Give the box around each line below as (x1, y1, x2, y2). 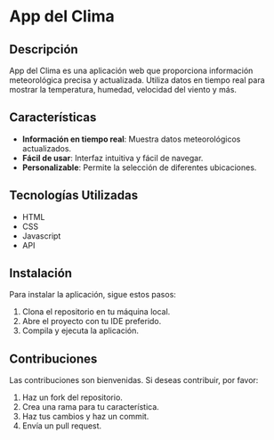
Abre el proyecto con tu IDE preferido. (21, 316, 162, 327)
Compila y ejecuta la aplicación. (21, 325, 140, 336)
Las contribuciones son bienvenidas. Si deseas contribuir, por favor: (9, 375, 259, 386)
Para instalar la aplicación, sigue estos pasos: (9, 289, 176, 300)
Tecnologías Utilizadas (9, 188, 139, 203)
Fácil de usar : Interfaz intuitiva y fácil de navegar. (21, 152, 204, 163)
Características (9, 110, 97, 126)
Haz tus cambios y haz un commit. (21, 411, 149, 422)
